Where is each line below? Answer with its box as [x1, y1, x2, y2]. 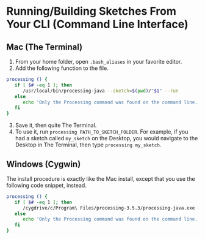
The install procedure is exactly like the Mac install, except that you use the [6, 175, 195, 182]
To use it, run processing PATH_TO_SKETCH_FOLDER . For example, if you [15, 128, 189, 135]
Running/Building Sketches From [6, 4, 177, 18]
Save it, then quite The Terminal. [15, 121, 97, 129]
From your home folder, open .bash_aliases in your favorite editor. [15, 58, 182, 65]
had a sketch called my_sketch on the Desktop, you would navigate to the [15, 135, 198, 142]
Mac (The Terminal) [6, 42, 83, 52]
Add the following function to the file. [15, 64, 109, 72]
